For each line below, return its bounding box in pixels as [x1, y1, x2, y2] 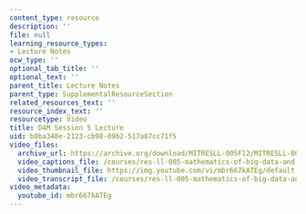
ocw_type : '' [9, 56, 59, 65]
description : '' [9, 22, 71, 31]
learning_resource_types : [9, 38, 107, 48]
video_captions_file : [17, 157, 100, 167]
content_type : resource [9, 13, 100, 23]
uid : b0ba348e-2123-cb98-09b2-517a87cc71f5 [9, 132, 178, 141]
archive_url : [17, 148, 67, 158]
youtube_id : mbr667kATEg [17, 191, 112, 200]
